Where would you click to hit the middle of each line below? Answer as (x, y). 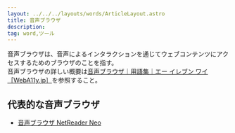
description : (26, 27)
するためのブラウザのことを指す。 (69, 63)
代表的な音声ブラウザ (53, 105)
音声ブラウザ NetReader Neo (59, 122)
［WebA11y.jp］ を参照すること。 (55, 80)
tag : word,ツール (31, 33)
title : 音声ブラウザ (34, 20)
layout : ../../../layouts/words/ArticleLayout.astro (86, 14)
